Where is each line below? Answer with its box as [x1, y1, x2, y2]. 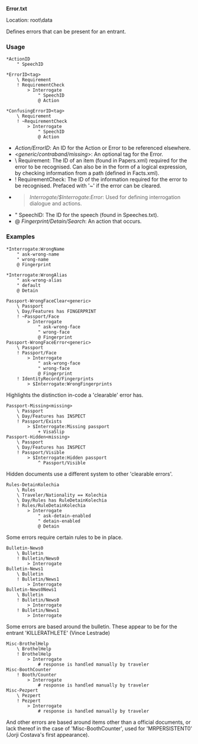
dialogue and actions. [29, 200, 82, 207]
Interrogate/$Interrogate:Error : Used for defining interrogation [29, 194, 181, 201]
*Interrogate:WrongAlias [6, 272, 67, 278]
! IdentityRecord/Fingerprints [17, 376, 94, 382]
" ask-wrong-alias [17, 277, 62, 283]
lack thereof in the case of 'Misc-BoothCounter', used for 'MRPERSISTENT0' [6, 724, 193, 732]
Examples [6, 232, 35, 241]
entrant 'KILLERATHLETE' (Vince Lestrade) [6, 629, 111, 636]
